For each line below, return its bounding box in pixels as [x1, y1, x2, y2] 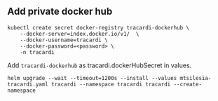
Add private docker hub [7, 6, 113, 18]
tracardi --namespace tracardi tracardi [51, 81, 171, 88]
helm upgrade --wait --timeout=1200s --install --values [7, 74, 177, 81]
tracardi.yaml [7, 81, 49, 88]
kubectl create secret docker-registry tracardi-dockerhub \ [7, 24, 190, 31]
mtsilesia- [179, 74, 212, 81]
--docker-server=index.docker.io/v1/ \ [20, 30, 139, 37]
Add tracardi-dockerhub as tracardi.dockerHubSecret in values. [7, 61, 192, 69]
